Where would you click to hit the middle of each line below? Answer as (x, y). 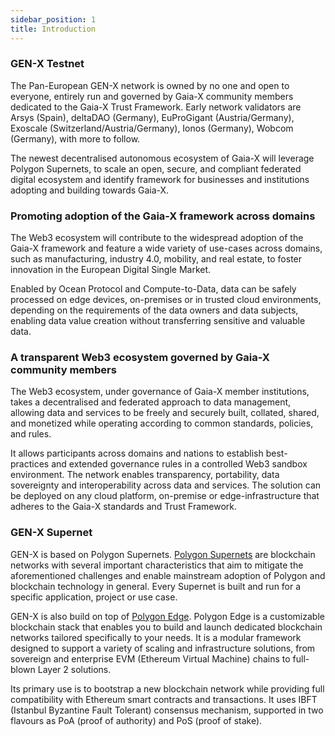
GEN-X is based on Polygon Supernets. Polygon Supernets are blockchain (163, 554)
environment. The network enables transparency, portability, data (145, 475)
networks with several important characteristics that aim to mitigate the (157, 565)
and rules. (31, 434)
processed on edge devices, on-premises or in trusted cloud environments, (166, 300)
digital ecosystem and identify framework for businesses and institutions (160, 179)
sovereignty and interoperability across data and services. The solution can (166, 485)
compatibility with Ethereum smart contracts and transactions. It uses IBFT (164, 699)
